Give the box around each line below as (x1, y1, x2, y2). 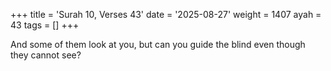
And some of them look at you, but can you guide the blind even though (10, 39, 306, 50)
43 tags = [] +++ (10, 19, 80, 31)
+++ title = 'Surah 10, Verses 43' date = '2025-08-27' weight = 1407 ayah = (10, 9, 322, 20)
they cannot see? (10, 49, 82, 61)
